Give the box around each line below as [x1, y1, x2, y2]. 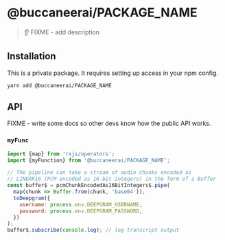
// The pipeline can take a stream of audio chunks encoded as [7, 169, 192, 176]
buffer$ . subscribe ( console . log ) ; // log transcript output [7, 227, 180, 234]
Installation [7, 50, 56, 63]
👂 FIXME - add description [23, 28, 99, 36]
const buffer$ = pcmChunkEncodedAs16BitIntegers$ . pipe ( [7, 182, 170, 189]
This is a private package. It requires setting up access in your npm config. [7, 69, 218, 77]
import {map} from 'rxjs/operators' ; [7, 150, 115, 157]
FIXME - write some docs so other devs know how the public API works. [7, 119, 211, 128]
